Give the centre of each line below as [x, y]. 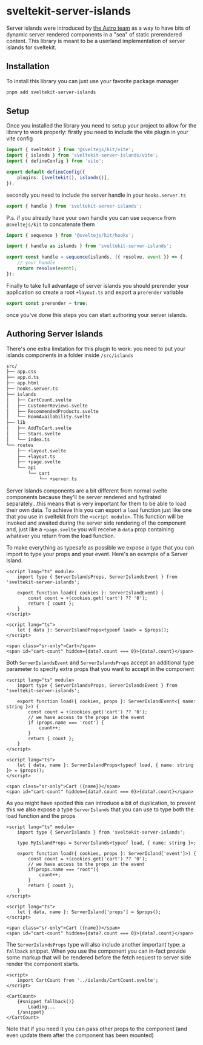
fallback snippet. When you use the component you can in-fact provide [96, 951]
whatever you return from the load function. [61, 536]
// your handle [36, 263]
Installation [28, 66]
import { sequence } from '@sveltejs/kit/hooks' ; [70, 235]
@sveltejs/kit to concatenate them [51, 224]
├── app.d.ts [23, 378]
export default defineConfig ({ [46, 172]
